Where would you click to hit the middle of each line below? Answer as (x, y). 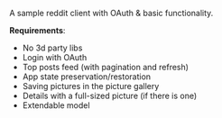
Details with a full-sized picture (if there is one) (110, 95)
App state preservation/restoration (87, 77)
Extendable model (56, 105)
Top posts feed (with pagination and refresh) (106, 67)
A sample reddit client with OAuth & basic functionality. (111, 13)
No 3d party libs (52, 48)
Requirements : (37, 30)
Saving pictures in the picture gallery (91, 86)
